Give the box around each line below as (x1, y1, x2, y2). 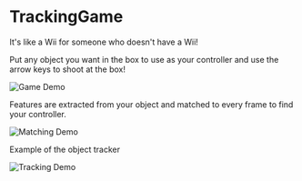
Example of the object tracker (9, 144, 121, 155)
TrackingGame (9, 6, 124, 27)
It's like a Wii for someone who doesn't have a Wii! (9, 36, 198, 47)
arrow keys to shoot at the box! (9, 64, 126, 75)
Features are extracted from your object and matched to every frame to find (9, 98, 294, 110)
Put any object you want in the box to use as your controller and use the (9, 54, 279, 65)
